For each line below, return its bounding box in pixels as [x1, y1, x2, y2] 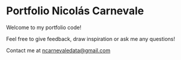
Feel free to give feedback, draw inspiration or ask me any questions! [6, 35, 176, 42]
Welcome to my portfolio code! [6, 24, 82, 31]
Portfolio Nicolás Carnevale [6, 4, 144, 18]
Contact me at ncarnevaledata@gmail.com [6, 46, 111, 54]
